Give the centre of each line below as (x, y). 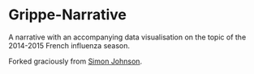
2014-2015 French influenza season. (69, 45)
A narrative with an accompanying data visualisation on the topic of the (127, 37)
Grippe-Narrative (68, 15)
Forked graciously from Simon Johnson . (75, 61)
